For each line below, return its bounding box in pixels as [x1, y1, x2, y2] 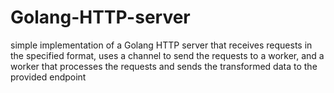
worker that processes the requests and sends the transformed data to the [10, 60, 318, 72]
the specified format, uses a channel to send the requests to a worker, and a [10, 49, 325, 61]
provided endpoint [10, 71, 87, 83]
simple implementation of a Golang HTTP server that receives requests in [10, 39, 313, 51]
